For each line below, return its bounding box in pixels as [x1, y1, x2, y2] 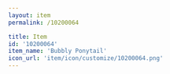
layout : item [8, 11, 51, 19]
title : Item [8, 33, 47, 41]
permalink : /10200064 [8, 19, 79, 26]
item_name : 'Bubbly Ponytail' [8, 48, 108, 55]
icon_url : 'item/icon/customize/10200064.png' [8, 55, 164, 62]
